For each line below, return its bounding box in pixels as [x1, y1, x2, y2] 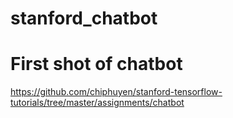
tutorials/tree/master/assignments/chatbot [10, 97, 185, 109]
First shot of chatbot [10, 53, 183, 76]
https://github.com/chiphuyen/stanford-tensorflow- [10, 86, 223, 98]
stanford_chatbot [10, 7, 158, 30]
